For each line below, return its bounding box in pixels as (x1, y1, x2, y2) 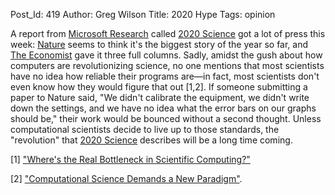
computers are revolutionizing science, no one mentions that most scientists (10, 60, 325, 71)
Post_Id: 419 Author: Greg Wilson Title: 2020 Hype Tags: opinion (10, 9, 276, 20)
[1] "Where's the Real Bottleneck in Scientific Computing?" (10, 154, 251, 165)
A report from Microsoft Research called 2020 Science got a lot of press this (10, 28, 326, 39)
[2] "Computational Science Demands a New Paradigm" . (10, 173, 243, 184)
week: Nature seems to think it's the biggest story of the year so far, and (10, 39, 309, 50)
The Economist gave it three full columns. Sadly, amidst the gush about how (10, 49, 323, 61)
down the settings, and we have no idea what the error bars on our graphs (10, 102, 317, 114)
